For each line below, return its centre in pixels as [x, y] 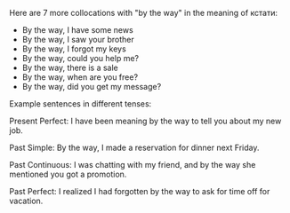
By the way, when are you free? [80, 77]
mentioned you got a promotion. [68, 174]
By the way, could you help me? [81, 58]
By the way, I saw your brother [78, 39]
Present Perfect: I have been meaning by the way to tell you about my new [145, 121]
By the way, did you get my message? [92, 87]
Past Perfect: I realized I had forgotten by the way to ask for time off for [140, 191]
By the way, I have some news [77, 30]
